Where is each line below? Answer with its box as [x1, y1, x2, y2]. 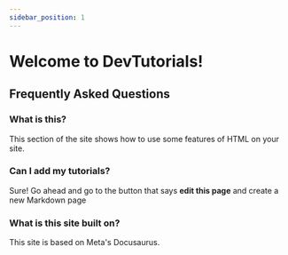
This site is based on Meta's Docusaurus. [9, 237, 160, 248]
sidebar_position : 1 [9, 12, 86, 22]
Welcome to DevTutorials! [9, 51, 204, 71]
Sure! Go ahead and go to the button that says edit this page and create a [9, 185, 279, 195]
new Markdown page [9, 195, 87, 205]
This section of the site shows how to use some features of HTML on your [9, 133, 279, 144]
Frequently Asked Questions [9, 86, 171, 102]
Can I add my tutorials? [9, 165, 111, 178]
